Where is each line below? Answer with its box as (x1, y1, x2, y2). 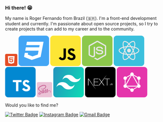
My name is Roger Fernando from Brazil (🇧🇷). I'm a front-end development (5, 16, 157, 21)
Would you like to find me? (5, 102, 59, 108)
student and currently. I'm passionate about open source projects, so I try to (5, 21, 158, 27)
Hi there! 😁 (5, 4, 33, 11)
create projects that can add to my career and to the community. (5, 26, 135, 32)
